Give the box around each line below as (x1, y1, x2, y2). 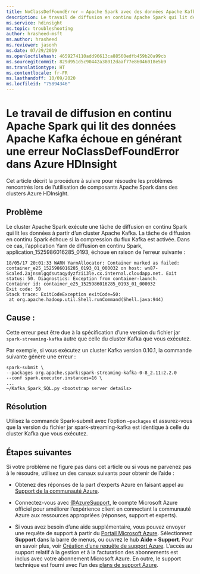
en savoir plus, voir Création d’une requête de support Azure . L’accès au (14, 542, 192, 550)
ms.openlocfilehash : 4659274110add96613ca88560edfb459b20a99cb (6, 53, 167, 59)
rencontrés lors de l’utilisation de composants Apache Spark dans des (6, 183, 178, 191)
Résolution (6, 401, 47, 412)
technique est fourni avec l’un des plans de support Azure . (14, 561, 159, 569)
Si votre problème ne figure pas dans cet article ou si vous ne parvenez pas (6, 464, 192, 471)
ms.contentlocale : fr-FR (6, 70, 68, 76)
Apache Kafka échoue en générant (6, 132, 182, 146)
